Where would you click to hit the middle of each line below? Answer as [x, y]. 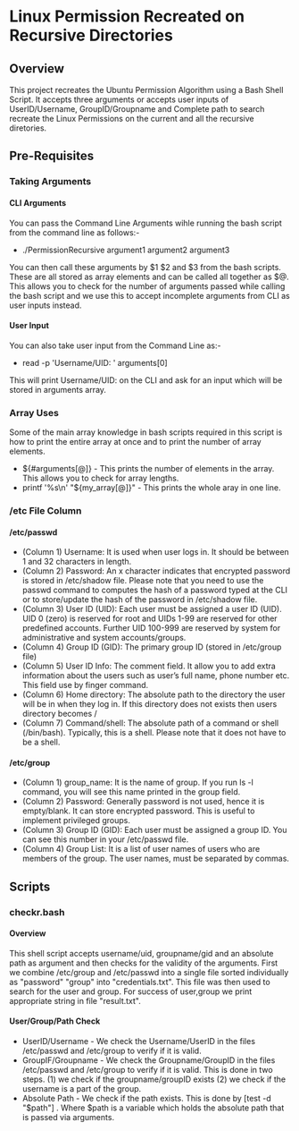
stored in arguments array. [58, 389]
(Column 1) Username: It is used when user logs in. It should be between [156, 552]
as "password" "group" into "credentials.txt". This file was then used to [140, 982]
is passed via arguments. [68, 1118]
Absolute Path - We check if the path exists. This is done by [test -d [146, 1099]
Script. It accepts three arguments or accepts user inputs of [119, 99]
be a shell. [41, 742]
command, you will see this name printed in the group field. [131, 792]
